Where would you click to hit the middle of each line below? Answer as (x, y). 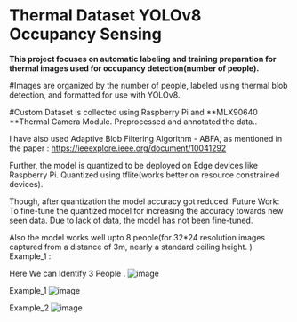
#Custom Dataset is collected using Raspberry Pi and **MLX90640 (133, 112)
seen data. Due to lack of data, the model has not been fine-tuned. (131, 220)
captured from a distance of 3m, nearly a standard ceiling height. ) (131, 247)
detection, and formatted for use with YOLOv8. (95, 95)
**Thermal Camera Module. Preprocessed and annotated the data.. (133, 122)
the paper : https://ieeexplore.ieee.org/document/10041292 (118, 148)
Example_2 (29, 308)
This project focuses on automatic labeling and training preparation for (143, 59)
